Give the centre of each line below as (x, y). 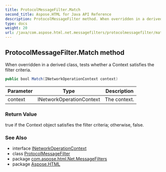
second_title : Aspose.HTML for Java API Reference (58, 14)
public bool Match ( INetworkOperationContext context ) (62, 79)
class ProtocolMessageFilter (41, 154)
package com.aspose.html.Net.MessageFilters (60, 159)
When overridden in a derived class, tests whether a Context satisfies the (80, 64)
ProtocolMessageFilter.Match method (65, 53)
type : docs (16, 23)
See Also (16, 137)
